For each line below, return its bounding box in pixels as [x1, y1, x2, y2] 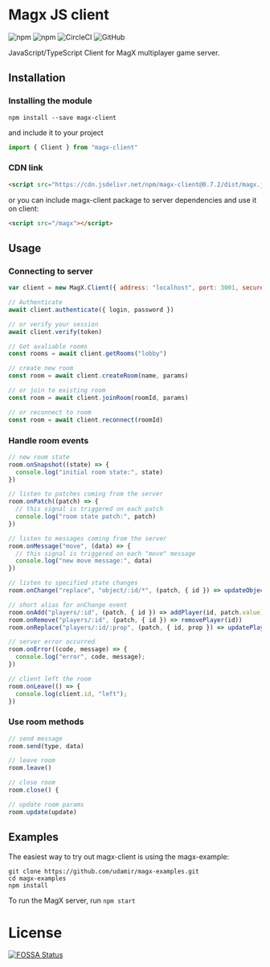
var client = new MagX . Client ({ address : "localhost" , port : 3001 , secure [8, 284, 264, 292]
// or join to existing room [8, 386, 106, 395]
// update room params [8, 800, 84, 809]
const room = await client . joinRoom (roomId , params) [8, 393, 189, 401]
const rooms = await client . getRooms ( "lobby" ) [8, 350, 167, 358]
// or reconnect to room [8, 408, 92, 416]
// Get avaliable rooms [8, 342, 88, 351]
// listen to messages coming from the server [8, 534, 167, 542]
